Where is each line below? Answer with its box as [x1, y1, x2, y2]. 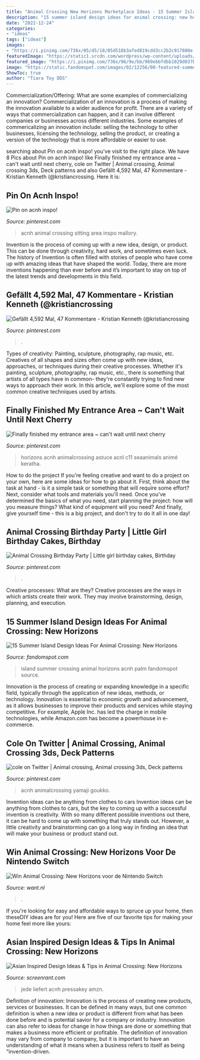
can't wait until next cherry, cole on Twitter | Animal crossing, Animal [6, 161, 174, 168]
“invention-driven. [6, 1047, 51, 1055]
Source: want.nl [6, 884, 45, 891]
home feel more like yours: [6, 920, 71, 927]
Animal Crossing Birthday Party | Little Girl [6, 527, 167, 537]
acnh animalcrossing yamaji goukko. [20, 786, 110, 794]
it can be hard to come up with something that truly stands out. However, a [6, 818, 189, 824]
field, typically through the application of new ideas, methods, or [6, 689, 165, 696]
